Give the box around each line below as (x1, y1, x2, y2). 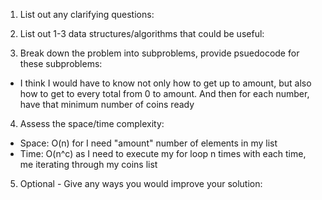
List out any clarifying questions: (19, 9, 155, 20)
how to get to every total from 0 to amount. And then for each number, (19, 88, 310, 99)
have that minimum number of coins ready (19, 99, 195, 110)
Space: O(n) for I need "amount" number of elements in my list (19, 137, 278, 149)
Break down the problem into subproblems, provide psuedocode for (19, 47, 300, 59)
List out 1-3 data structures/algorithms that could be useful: (19, 28, 265, 39)
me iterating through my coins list (19, 159, 158, 170)
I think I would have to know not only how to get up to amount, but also (19, 77, 312, 89)
